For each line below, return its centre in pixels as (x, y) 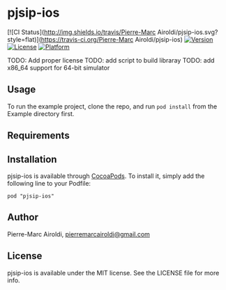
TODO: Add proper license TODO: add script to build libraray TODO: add (111, 60)
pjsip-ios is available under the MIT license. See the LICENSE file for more (113, 273)
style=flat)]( (24, 39)
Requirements (38, 136)
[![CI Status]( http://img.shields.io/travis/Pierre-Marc (82, 32)
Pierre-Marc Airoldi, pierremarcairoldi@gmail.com (78, 234)
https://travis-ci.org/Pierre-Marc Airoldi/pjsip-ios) (112, 39)
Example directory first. (41, 113)
